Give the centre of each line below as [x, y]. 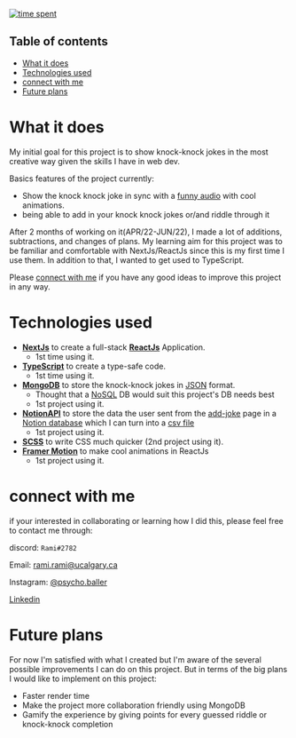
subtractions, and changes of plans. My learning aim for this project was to [146, 241]
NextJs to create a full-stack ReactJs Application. [113, 347]
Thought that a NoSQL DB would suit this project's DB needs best [155, 394]
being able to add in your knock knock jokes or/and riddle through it [146, 214]
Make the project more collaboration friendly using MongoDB [133, 705]
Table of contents [58, 41]
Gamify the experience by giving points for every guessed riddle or [144, 714]
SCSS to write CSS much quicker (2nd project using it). [123, 441]
